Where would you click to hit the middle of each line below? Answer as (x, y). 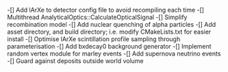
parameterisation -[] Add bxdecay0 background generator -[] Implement (109, 46)
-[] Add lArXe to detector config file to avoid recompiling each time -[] (105, 10)
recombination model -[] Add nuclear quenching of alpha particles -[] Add (112, 24)
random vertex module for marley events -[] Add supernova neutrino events (114, 53)
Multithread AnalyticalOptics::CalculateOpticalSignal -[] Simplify (97, 17)
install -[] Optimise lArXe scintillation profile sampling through (94, 39)
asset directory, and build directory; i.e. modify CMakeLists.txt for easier (109, 32)
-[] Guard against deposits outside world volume (75, 61)
